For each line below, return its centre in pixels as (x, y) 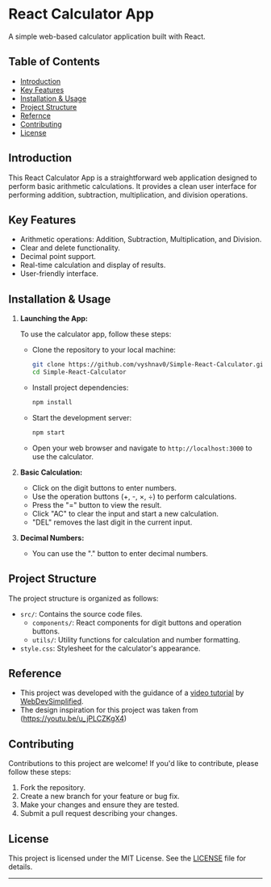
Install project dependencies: (80, 387)
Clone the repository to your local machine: (104, 350)
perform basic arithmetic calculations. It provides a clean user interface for (133, 186)
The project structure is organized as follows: (83, 598)
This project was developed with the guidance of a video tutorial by (132, 693)
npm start (49, 433)
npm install (52, 402)
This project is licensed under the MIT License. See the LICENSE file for (127, 858)
